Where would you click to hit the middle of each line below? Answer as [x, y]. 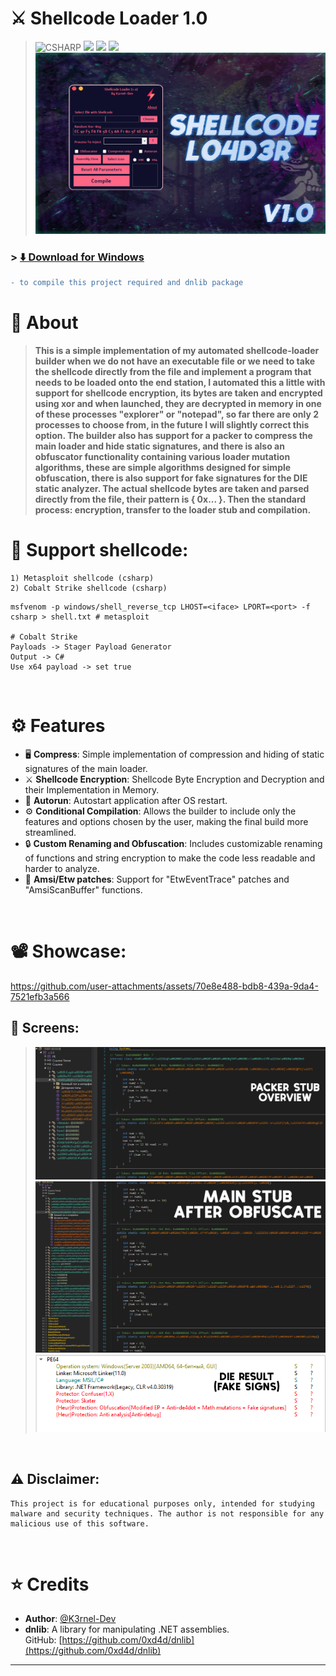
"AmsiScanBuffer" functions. [83, 890]
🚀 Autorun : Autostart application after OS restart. [126, 801]
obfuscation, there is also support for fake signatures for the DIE [171, 478]
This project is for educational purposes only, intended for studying [162, 1503]
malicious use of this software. [80, 1523]
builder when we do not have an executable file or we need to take [175, 361]
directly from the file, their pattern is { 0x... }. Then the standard [170, 499]
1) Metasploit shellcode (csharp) [82, 578]
